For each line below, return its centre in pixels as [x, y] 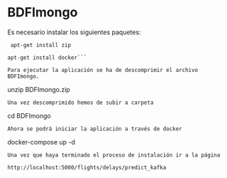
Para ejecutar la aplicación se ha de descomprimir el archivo [103, 70]
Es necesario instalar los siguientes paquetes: [74, 32]
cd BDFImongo [29, 115]
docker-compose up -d [41, 142]
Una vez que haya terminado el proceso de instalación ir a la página [114, 155]
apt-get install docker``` [47, 58]
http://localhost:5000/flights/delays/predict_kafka [87, 167]
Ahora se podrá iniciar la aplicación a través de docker [95, 129]
